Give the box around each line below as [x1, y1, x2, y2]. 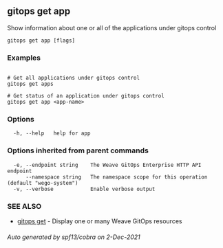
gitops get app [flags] [7, 37, 76, 44]
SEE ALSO [7, 201, 42, 211]
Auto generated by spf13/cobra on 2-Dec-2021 [7, 233, 140, 241]
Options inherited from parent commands [7, 146, 149, 155]
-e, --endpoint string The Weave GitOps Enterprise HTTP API [13, 161, 202, 168]
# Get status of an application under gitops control [7, 93, 165, 100]
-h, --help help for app [13, 130, 91, 137]
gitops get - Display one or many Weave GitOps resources [17, 217, 182, 225]
